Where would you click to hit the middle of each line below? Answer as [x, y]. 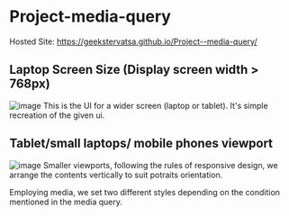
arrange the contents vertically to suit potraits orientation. [116, 175]
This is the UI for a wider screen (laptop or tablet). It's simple [156, 105]
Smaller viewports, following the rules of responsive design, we [161, 165]
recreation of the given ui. [57, 115]
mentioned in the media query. [66, 202]
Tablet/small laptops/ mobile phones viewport [141, 144]
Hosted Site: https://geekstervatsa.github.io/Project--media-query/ [134, 41]
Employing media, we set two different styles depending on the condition [145, 192]
